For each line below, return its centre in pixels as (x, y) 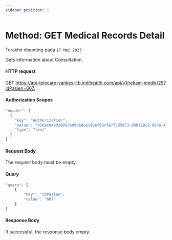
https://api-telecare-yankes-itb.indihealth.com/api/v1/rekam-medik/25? (91, 83)
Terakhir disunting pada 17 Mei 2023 (44, 50)
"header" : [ (18, 111)
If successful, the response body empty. (48, 232)
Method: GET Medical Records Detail (85, 35)
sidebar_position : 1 (27, 10)
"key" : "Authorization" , (41, 120)
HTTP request (20, 71)
